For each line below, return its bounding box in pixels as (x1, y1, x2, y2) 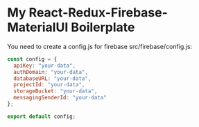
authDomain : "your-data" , (13, 68, 89, 75)
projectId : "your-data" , (13, 81, 85, 88)
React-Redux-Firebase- (28, 5, 168, 21)
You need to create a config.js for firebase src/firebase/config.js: (7, 42, 193, 50)
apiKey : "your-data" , (13, 62, 76, 69)
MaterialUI (7, 19, 69, 35)
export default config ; (7, 113, 76, 120)
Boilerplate (70, 19, 135, 35)
